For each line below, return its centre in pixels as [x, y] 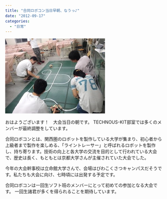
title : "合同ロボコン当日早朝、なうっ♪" [42, 10]
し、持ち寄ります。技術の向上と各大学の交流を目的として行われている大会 [81, 151]
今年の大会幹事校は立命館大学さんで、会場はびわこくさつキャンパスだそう [82, 168]
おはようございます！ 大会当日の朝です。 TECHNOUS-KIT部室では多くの [81, 122]
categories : [17, 21]
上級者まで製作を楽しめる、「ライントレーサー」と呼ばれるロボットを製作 [81, 145]
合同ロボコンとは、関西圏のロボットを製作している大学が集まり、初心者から [84, 139]
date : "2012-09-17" [25, 16]
